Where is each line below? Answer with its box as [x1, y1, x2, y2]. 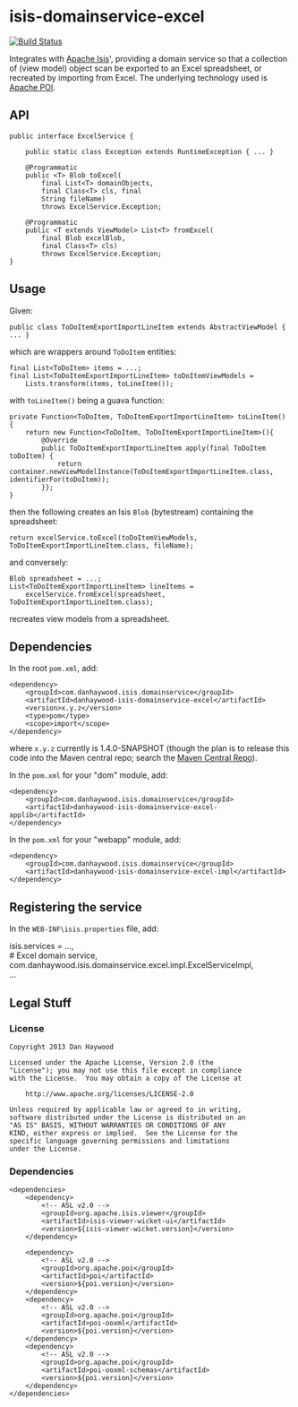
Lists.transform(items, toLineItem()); [25, 379, 175, 388]
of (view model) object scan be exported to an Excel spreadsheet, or [9, 63, 262, 73]
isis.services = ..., [9, 941, 74, 952]
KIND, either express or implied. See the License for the [9, 1128, 239, 1137]
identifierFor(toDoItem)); [9, 475, 110, 484]
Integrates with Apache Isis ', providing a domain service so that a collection [9, 53, 288, 64]
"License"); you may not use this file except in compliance [9, 1066, 243, 1075]
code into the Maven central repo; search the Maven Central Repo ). [9, 753, 258, 764]
